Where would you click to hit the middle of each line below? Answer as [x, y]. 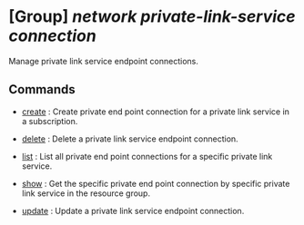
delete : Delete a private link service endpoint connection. [130, 139]
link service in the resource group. [86, 193]
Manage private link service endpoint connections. [104, 61]
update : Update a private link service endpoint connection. [133, 210]
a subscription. [50, 121]
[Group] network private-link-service [152, 17]
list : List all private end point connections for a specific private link [147, 156]
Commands [42, 89]
